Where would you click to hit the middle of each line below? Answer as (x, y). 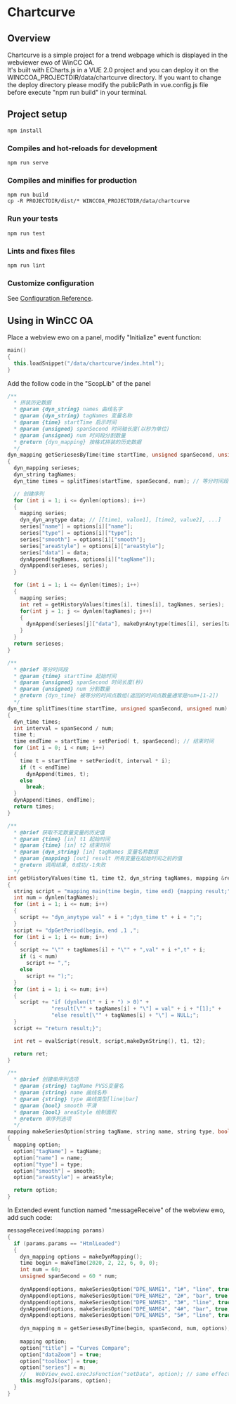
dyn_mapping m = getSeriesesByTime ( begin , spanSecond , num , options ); (125, 1329)
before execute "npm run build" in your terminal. (77, 92)
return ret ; (31, 1054)
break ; (35, 787)
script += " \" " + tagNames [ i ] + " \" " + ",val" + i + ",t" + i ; (113, 950)
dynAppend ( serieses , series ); (64, 566)
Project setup (38, 114)
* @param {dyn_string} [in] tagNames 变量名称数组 (86, 852)
